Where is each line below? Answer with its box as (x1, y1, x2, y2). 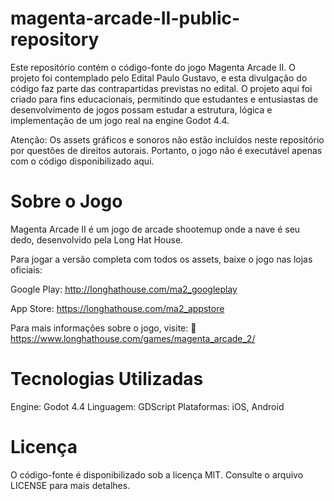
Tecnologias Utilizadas (10, 368, 204, 391)
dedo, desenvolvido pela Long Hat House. (10, 233, 184, 246)
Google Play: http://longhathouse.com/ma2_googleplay (10, 283, 238, 295)
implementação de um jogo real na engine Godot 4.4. (10, 114, 230, 126)
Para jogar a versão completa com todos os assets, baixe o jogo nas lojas (10, 253, 313, 265)
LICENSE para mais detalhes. (10, 479, 131, 491)
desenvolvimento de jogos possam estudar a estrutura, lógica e (10, 103, 273, 116)
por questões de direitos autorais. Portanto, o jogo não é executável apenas (10, 144, 323, 156)
